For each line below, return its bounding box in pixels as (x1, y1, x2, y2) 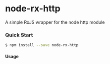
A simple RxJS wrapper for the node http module (5, 19, 105, 25)
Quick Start (5, 32, 33, 38)
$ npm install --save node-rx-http (5, 43, 79, 48)
